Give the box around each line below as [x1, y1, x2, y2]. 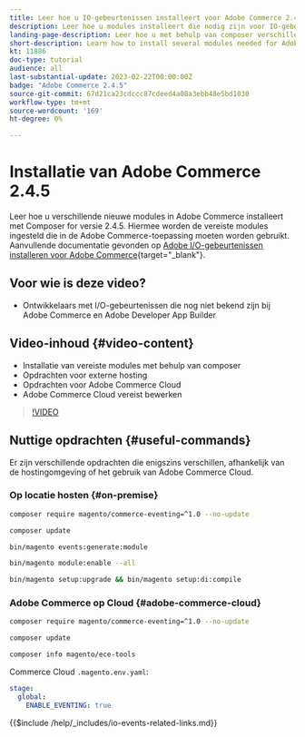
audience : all [9, 64, 64, 74]
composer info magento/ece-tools [9, 650, 136, 659]
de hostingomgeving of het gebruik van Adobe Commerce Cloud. [9, 467, 254, 477]
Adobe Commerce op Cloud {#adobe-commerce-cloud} [9, 596, 261, 609]
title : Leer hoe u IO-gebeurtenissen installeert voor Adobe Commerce [9, 13, 282, 23]
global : [17, 692, 47, 702]
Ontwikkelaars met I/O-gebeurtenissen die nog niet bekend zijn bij [22, 300, 271, 310]
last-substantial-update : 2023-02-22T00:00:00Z [9, 73, 193, 82]
